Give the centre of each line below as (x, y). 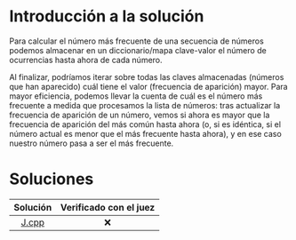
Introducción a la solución (107, 16)
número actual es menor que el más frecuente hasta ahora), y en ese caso (145, 133)
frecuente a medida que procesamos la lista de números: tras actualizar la (145, 105)
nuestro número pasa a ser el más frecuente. (92, 143)
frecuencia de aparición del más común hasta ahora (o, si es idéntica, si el (145, 124)
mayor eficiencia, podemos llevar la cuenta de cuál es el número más (136, 96)
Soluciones (52, 179)
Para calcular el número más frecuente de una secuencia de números (136, 41)
